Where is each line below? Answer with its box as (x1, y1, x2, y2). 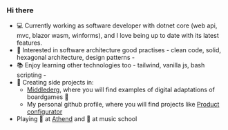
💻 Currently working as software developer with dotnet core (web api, (16, 21, 218, 30)
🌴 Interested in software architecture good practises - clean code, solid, (16, 46, 222, 54)
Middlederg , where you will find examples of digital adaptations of (26, 85, 216, 94)
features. (16, 39, 43, 47)
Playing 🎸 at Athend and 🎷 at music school (16, 115, 137, 123)
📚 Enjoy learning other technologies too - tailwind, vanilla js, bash (16, 61, 205, 69)
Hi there (6, 6, 34, 15)
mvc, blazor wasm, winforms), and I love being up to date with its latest (16, 32, 219, 40)
